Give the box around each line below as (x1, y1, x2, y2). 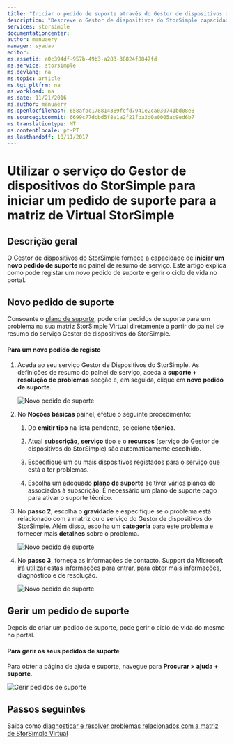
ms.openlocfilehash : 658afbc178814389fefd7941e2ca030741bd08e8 (7, 107, 195, 114)
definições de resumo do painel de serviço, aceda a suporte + (17, 369, 197, 377)
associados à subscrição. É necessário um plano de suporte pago (27, 486, 217, 495)
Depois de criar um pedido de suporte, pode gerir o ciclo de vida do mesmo (7, 623, 225, 632)
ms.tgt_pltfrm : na (7, 82, 61, 88)
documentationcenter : (7, 29, 70, 37)
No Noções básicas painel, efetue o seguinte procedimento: (17, 410, 192, 419)
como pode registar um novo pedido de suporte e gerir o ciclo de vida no (7, 269, 217, 277)
